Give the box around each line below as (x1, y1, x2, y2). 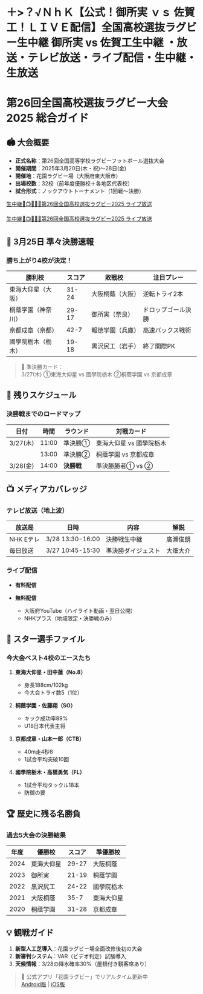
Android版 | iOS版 (21, 980, 65, 988)
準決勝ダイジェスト (105, 547, 161, 555)
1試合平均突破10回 (24, 756, 69, 763)
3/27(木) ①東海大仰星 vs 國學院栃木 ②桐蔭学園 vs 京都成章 (21, 370, 173, 378)
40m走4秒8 (24, 748, 53, 755)
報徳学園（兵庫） (91, 325, 140, 334)
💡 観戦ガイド (6, 928, 54, 938)
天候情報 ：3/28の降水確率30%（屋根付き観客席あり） (14, 960, 150, 967)
